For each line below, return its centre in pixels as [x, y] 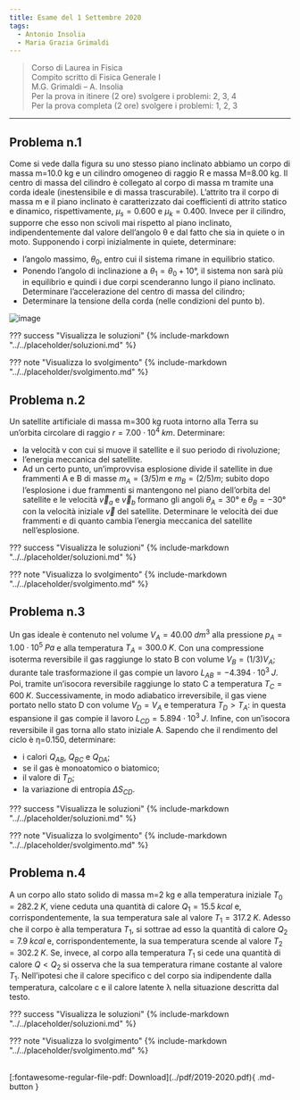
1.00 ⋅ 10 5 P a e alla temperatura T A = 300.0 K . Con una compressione [137, 648]
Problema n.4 [48, 873]
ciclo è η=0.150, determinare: [62, 739]
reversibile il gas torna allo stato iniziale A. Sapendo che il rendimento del [144, 729]
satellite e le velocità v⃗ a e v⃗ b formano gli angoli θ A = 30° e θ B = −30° [154, 500]
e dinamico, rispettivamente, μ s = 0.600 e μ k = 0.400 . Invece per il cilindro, [148, 212]
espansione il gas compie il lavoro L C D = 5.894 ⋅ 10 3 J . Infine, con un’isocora [150, 719]
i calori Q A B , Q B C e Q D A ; [66, 758]
